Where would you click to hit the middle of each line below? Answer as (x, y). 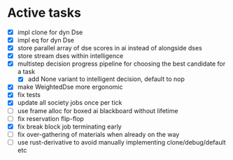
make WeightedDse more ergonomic (70, 87)
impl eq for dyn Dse (46, 40)
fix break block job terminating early (70, 126)
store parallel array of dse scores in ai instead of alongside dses (110, 48)
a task (26, 72)
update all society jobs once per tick (70, 103)
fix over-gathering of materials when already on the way (98, 134)
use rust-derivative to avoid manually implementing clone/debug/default (121, 142)
